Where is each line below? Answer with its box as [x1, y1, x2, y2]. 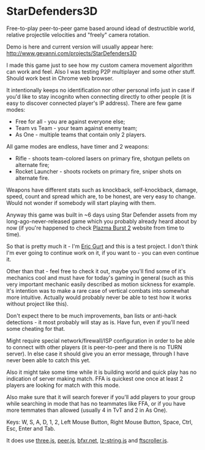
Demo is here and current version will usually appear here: [6, 43, 154, 50]
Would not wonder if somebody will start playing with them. [6, 199, 156, 206]
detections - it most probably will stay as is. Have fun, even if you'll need [6, 318, 190, 326]
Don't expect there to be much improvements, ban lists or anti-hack [6, 312, 177, 319]
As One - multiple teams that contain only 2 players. [15, 131, 147, 138]
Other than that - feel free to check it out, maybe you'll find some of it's [6, 267, 186, 274]
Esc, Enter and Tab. [6, 425, 56, 432]
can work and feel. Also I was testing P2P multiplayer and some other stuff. [6, 68, 196, 75]
